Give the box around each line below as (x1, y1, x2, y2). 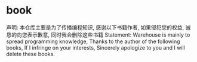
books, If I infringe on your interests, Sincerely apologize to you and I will (6, 44, 185, 51)
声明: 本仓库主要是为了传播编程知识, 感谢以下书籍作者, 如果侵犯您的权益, (6, 24, 184, 31)
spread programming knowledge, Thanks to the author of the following (6, 38, 180, 45)
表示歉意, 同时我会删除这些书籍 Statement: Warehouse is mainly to (26, 31, 190, 38)
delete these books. (6, 50, 55, 57)
